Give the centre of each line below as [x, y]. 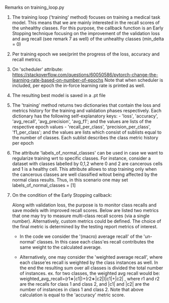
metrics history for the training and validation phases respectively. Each [87, 111]
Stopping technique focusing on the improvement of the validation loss [86, 33]
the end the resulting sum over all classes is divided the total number [91, 268]
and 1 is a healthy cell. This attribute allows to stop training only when [84, 169]
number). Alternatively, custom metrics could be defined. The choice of [87, 221]
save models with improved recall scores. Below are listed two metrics [85, 210]
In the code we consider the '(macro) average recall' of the [81, 236]
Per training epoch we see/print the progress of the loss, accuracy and [86, 54]
